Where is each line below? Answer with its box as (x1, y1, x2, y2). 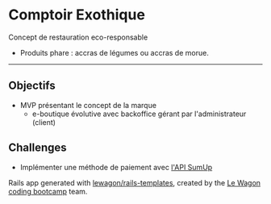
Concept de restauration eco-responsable (8, 32, 148, 42)
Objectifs (8, 79, 56, 93)
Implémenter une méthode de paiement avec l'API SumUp (19, 162, 213, 172)
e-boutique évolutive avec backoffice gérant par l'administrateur (31, 109, 247, 119)
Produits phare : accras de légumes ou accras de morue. (19, 48, 210, 57)
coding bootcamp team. (8, 186, 88, 196)
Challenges (8, 141, 67, 155)
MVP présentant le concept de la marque (19, 100, 157, 110)
